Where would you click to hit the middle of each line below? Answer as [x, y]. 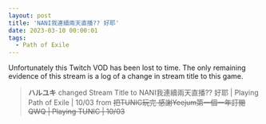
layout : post [30, 15]
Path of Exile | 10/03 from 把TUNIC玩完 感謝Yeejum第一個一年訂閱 [137, 103]
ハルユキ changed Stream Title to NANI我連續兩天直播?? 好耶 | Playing [143, 93]
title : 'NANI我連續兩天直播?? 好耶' [64, 23]
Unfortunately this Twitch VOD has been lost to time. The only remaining [127, 68]
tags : [17, 38]
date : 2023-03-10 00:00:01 [53, 30]
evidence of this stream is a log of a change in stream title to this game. [126, 76]
